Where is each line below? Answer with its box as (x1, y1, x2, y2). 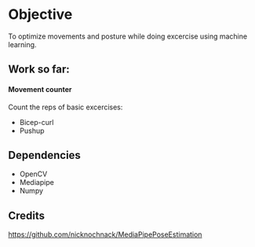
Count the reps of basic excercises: (8, 102, 123, 112)
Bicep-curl (19, 117, 54, 127)
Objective (8, 6, 73, 24)
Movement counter (8, 84, 72, 94)
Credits (8, 208, 46, 222)
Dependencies (8, 148, 81, 162)
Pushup (19, 126, 45, 135)
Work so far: (8, 63, 70, 76)
